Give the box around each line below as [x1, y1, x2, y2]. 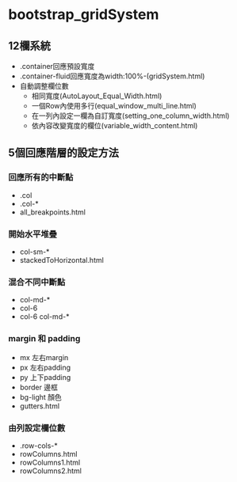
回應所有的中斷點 [8, 172, 74, 183]
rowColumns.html [19, 449, 78, 458]
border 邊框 [19, 382, 58, 392]
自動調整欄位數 [19, 82, 69, 90]
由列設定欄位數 [8, 422, 66, 433]
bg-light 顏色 [19, 392, 62, 401]
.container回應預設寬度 [19, 62, 95, 70]
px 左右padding [19, 362, 71, 372]
